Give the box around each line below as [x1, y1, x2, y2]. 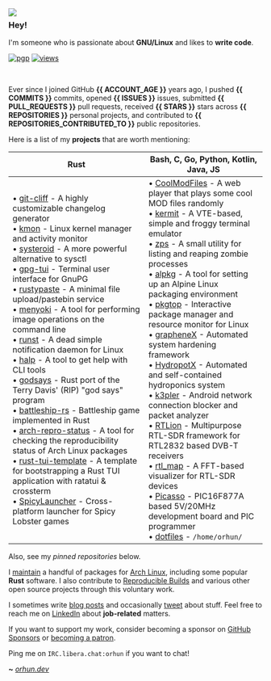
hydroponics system [148, 380, 226, 391]
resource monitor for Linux [148, 319, 249, 330]
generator [12, 213, 50, 225]
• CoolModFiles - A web [148, 178, 241, 189]
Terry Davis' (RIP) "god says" [12, 385, 123, 396]
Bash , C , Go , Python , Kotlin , [149, 153, 257, 165]
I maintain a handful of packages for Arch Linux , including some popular [8, 567, 248, 577]
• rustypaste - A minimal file [12, 284, 121, 295]
